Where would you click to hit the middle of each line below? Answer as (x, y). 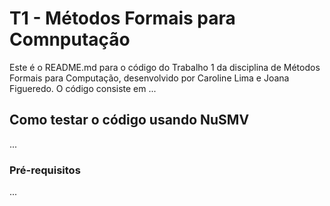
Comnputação (70, 39)
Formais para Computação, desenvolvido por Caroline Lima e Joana (149, 78)
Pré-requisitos (45, 170)
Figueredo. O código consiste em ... (83, 88)
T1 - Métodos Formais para (122, 18)
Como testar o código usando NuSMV (129, 120)
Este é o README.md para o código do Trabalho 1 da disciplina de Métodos (165, 67)
